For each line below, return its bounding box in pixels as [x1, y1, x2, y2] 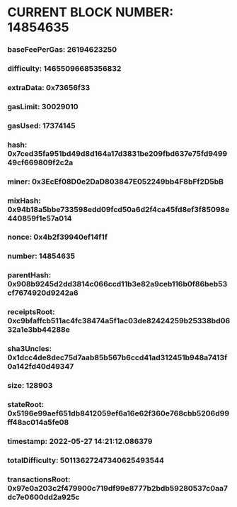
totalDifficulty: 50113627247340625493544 [7, 455, 165, 465]
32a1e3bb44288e [7, 325, 71, 335]
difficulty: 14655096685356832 [7, 64, 122, 74]
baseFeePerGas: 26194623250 [7, 45, 117, 55]
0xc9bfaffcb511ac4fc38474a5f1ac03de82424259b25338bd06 [7, 316, 231, 326]
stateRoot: [7, 400, 45, 410]
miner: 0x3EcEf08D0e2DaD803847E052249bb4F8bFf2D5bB [7, 177, 224, 186]
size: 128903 [7, 381, 53, 391]
